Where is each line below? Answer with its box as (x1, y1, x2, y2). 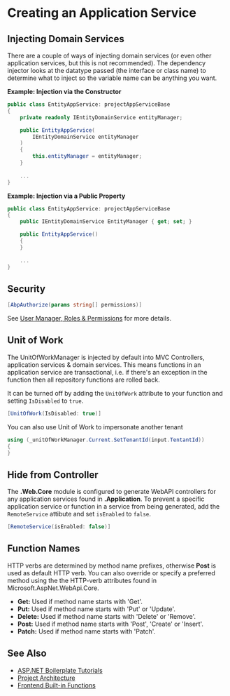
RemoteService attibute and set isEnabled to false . (7, 510, 152, 518)
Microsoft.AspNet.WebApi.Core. (7, 584, 99, 592)
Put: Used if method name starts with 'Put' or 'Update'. (17, 605, 176, 613)
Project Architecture (17, 674, 76, 682)
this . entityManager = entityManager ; (32, 153, 142, 160)
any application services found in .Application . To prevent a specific (7, 495, 205, 503)
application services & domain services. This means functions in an (7, 360, 201, 369)
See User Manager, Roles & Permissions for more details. (7, 314, 172, 323)
